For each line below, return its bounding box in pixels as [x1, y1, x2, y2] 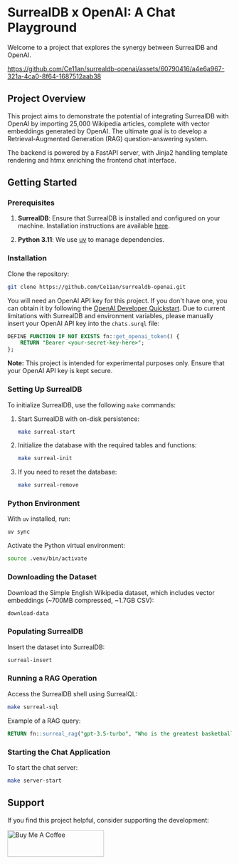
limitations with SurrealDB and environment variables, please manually [7, 311, 213, 320]
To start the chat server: [7, 763, 78, 771]
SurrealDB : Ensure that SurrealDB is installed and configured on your [17, 214, 221, 223]
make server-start [7, 777, 62, 784]
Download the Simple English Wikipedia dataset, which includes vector [7, 588, 215, 596]
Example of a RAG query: [7, 716, 81, 725]
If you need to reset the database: [17, 468, 117, 477]
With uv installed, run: [7, 514, 71, 523]
